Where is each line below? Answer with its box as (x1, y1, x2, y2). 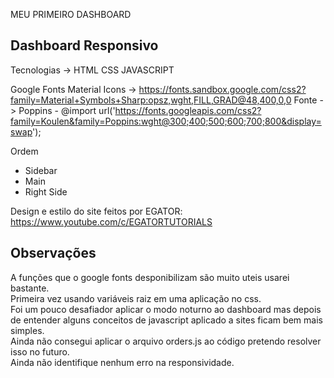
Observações (10, 245, 97, 262)
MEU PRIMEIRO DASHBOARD (10, 9, 132, 20)
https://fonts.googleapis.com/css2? (114, 104, 262, 116)
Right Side (24, 185, 68, 198)
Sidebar (24, 164, 58, 176)
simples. (10, 324, 45, 336)
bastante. (10, 282, 50, 294)
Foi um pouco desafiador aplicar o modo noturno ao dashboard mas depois (10, 303, 322, 315)
